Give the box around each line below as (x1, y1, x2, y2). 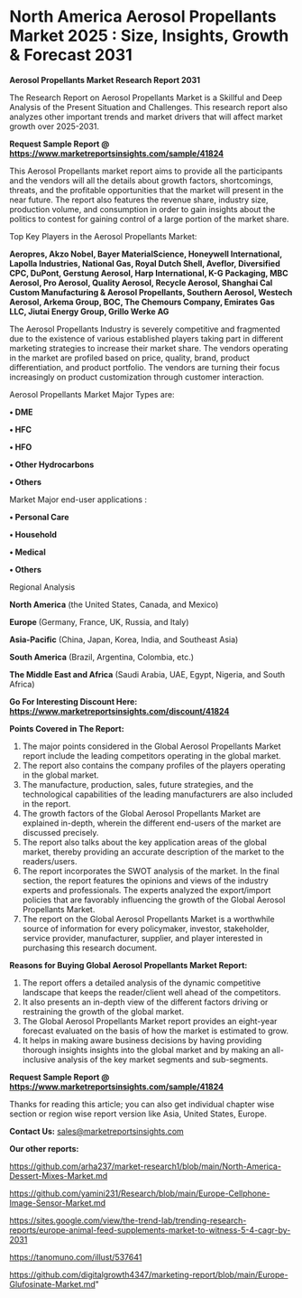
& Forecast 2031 (9, 45, 133, 65)
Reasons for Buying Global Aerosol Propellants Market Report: (9, 959, 248, 970)
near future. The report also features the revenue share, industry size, (9, 194, 269, 205)
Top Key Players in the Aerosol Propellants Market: (9, 230, 197, 241)
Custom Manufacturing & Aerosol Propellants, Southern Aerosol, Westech (9, 286, 293, 297)
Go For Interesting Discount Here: (9, 696, 138, 706)
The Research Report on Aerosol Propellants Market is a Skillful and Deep (9, 92, 282, 103)
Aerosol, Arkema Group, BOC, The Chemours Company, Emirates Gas (9, 296, 275, 307)
